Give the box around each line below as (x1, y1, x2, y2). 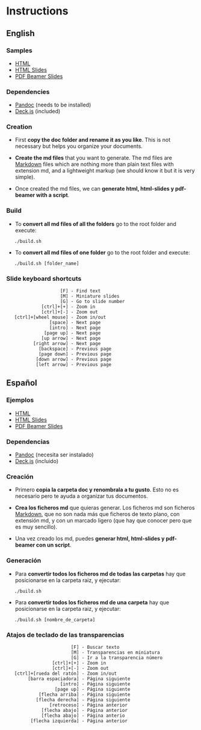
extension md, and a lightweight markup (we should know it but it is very (14, 167, 195, 174)
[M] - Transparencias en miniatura (70, 649, 161, 655)
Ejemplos (6, 396, 34, 404)
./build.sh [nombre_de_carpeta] (14, 616, 96, 623)
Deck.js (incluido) (14, 458, 59, 465)
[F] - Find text (60, 288, 101, 294)
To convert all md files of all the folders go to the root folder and (14, 220, 176, 227)
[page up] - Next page (44, 330, 101, 336)
